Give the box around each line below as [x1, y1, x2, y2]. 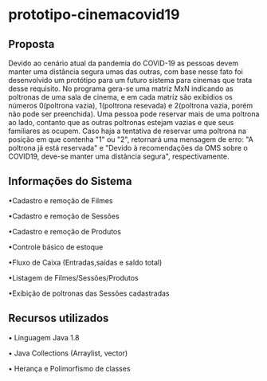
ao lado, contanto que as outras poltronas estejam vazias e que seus [8, 118, 234, 127]
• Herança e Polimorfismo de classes [8, 363, 131, 373]
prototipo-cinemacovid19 [8, 6, 180, 24]
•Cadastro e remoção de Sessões [8, 211, 120, 221]
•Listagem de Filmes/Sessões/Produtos [8, 273, 139, 282]
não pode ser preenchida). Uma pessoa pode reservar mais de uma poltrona [8, 109, 260, 119]
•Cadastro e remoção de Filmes [8, 195, 113, 205]
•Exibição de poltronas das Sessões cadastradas [8, 289, 170, 298]
